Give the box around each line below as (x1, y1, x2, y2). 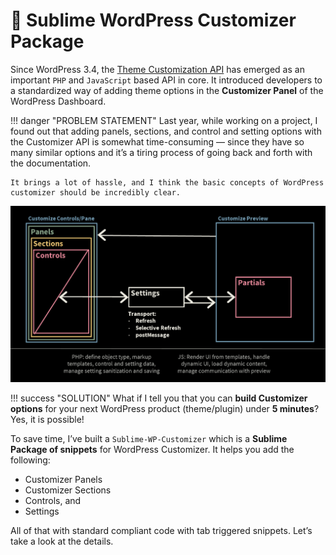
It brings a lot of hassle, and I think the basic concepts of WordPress (10, 177, 325, 188)
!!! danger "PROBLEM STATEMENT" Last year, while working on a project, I (10, 114, 318, 126)
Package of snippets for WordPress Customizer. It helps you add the (10, 444, 295, 456)
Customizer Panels (24, 474, 103, 486)
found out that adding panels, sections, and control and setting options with (10, 125, 322, 137)
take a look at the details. (10, 535, 114, 548)
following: (10, 454, 51, 466)
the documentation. (10, 157, 92, 169)
